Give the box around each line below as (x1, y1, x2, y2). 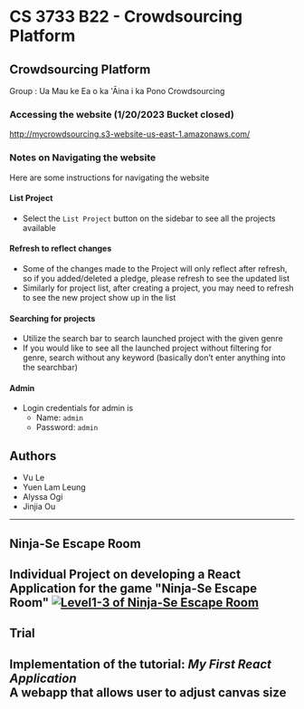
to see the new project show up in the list (22, 292, 176, 302)
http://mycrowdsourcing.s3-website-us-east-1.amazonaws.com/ (9, 129, 251, 139)
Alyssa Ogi (22, 492, 63, 503)
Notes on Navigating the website (9, 151, 157, 164)
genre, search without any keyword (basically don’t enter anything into (22, 352, 286, 363)
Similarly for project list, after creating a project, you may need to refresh (22, 283, 294, 293)
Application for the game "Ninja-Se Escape (9, 581, 258, 596)
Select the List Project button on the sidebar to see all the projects (22, 213, 276, 224)
